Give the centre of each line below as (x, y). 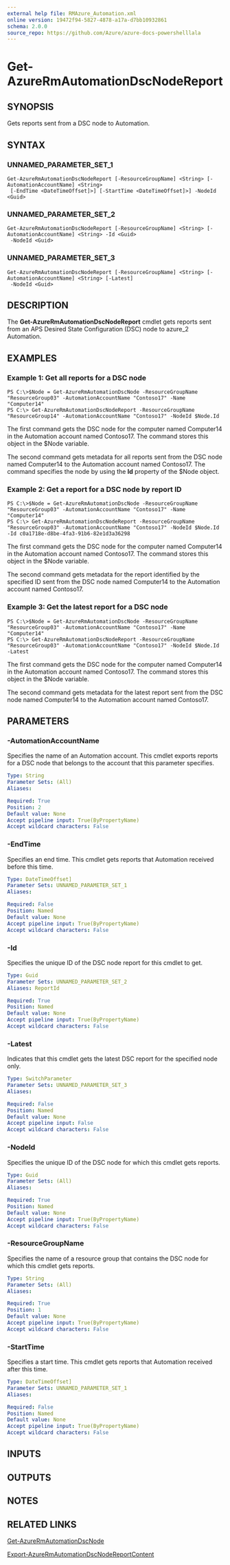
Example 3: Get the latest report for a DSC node (88, 607)
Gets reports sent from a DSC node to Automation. (78, 123)
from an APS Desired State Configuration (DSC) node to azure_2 (98, 329)
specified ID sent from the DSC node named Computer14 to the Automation (114, 582)
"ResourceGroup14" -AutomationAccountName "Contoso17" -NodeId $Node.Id (113, 416)
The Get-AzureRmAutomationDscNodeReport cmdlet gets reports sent (109, 322)
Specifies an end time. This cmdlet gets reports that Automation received (111, 859)
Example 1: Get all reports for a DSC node (77, 377)
